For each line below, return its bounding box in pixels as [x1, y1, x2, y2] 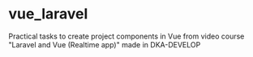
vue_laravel [8, 5, 88, 23]
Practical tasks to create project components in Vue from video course [8, 31, 245, 41]
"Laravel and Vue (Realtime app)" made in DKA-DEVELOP [8, 39, 201, 49]
